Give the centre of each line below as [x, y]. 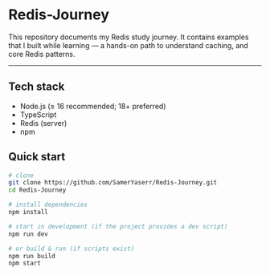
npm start [25, 263]
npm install [28, 212]
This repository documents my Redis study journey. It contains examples [129, 37]
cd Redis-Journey [37, 190]
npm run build [32, 256]
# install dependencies [48, 205]
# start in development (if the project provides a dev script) [118, 226]
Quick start [37, 157]
